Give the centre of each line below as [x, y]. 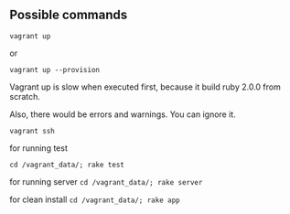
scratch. [25, 96]
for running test [39, 148]
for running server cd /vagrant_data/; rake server [106, 181]
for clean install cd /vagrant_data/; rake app [95, 199]
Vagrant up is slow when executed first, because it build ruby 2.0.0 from [145, 87]
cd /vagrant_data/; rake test [67, 165]
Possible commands [69, 15]
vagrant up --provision [55, 70]
